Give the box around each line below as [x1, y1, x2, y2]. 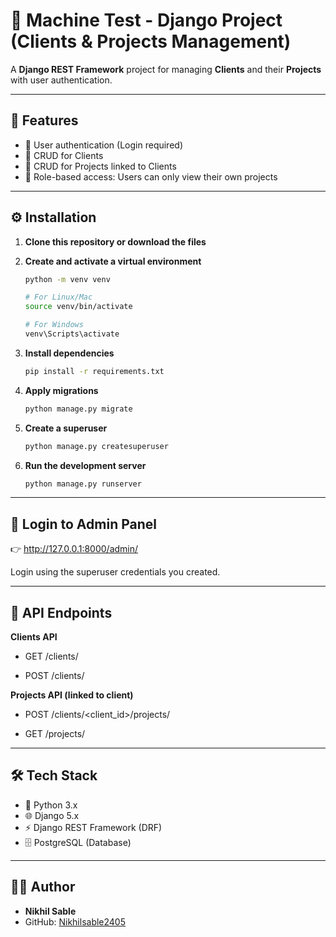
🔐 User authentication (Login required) [24, 139, 183, 151]
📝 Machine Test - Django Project [10, 9, 283, 32]
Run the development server [24, 459, 147, 471]
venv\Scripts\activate [24, 329, 120, 339]
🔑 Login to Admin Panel [10, 515, 157, 533]
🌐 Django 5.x [24, 809, 80, 821]
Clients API [10, 631, 58, 643]
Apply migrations [24, 384, 99, 396]
